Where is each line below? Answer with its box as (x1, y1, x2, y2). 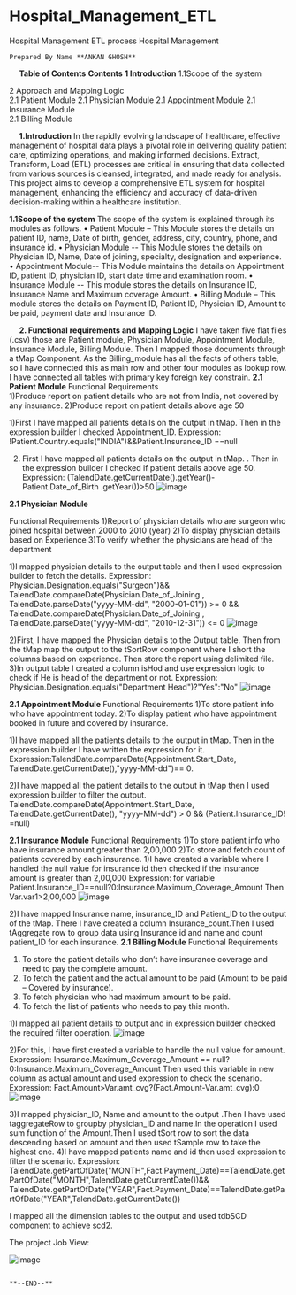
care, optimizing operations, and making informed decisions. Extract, (9, 149, 261, 160)
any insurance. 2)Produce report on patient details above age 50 (9, 400, 245, 411)
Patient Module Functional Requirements (9, 381, 159, 391)
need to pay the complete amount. (21, 963, 148, 974)
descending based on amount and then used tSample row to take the (9, 1137, 261, 1147)
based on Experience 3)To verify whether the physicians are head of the (9, 534, 273, 545)
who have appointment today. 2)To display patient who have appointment (9, 708, 277, 719)
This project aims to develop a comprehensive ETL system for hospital (9, 177, 265, 188)
